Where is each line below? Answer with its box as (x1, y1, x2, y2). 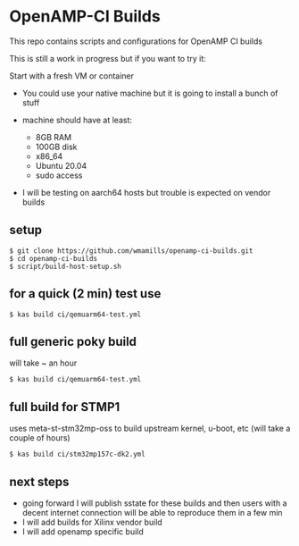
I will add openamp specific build (21, 526, 145, 537)
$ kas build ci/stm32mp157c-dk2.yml (9, 449, 145, 459)
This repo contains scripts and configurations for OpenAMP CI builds (9, 36, 263, 46)
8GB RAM (35, 131, 72, 142)
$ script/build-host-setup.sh (9, 262, 122, 271)
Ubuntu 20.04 (35, 160, 87, 171)
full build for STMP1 (9, 399, 120, 415)
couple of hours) (9, 433, 71, 443)
